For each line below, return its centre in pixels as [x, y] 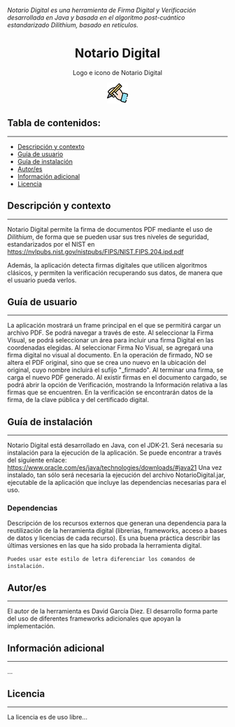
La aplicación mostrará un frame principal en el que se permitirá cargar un [114, 326]
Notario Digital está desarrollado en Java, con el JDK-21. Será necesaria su [115, 445]
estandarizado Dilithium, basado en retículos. [73, 25]
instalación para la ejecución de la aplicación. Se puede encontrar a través [114, 453]
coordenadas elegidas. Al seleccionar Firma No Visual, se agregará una [110, 348]
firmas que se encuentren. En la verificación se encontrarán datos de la [110, 392]
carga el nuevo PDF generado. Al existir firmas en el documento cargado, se [117, 378]
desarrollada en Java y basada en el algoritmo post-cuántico [96, 18]
